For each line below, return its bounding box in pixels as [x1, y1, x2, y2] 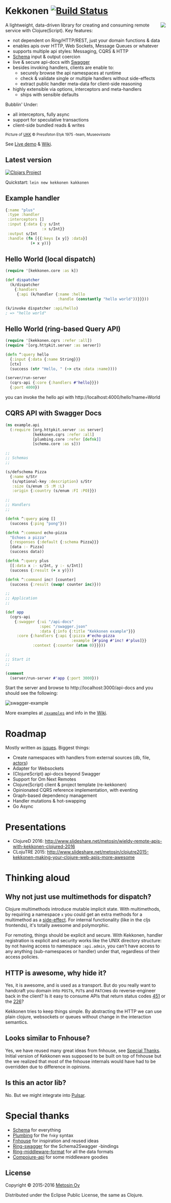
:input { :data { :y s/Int [7, 222, 60, 227]
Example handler [5, 194, 60, 203]
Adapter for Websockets [12, 765, 64, 771]
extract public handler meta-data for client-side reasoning [20, 81, 142, 87]
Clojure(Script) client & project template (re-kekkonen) [12, 782, 127, 788]
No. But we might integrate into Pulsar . [5, 1092, 86, 1098]
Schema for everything [12, 1126, 61, 1133]
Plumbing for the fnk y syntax [12, 1132, 74, 1138]
